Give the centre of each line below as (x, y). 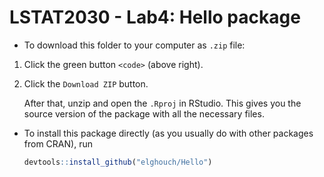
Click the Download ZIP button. (86, 83)
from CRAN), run (58, 143)
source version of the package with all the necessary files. (144, 113)
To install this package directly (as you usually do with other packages (168, 133)
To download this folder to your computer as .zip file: (134, 45)
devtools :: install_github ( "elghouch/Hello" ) (118, 162)
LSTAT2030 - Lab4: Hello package (155, 17)
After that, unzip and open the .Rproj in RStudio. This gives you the (162, 103)
